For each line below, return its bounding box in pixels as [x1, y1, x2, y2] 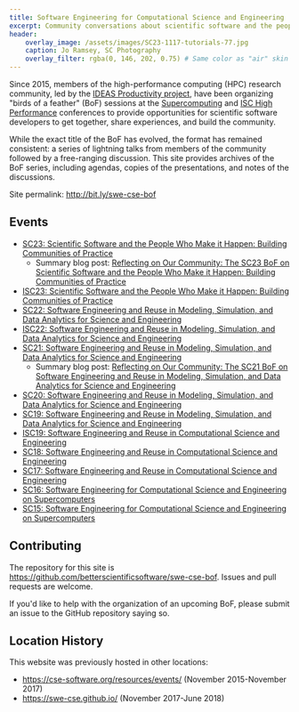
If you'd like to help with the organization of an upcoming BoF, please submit [9, 598, 290, 609]
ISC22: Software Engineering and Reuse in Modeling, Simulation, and [21, 323, 276, 334]
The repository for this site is [9, 562, 115, 572]
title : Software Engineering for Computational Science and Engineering [9, 12, 285, 22]
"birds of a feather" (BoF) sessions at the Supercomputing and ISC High [9, 98, 273, 108]
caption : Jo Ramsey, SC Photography [25, 46, 162, 55]
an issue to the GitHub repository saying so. [9, 607, 170, 619]
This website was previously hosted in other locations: [9, 657, 209, 667]
